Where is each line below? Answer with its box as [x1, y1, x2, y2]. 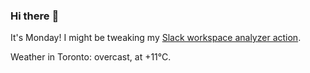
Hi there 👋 [10, 9, 60, 23]
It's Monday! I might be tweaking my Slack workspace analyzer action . [10, 32, 302, 44]
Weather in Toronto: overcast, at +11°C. [10, 51, 172, 63]
